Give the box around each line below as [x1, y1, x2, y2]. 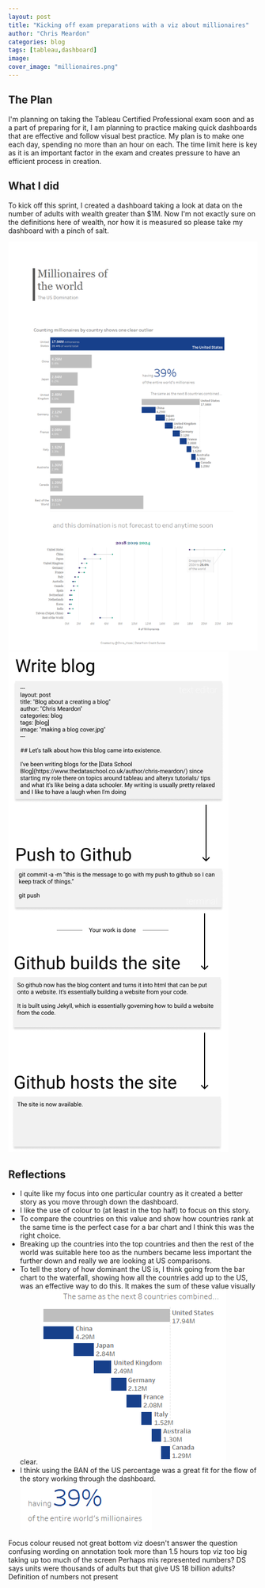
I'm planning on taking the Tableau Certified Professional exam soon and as [8, 114, 255, 124]
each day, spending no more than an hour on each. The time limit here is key [8, 139, 258, 149]
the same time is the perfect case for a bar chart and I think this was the [19, 1223, 255, 1232]
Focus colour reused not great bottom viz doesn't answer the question [8, 1538, 238, 1548]
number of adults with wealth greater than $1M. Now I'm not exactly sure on [8, 208, 256, 218]
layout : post [8, 13, 51, 21]
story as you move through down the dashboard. [19, 1197, 180, 1207]
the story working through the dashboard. [19, 1474, 157, 1483]
